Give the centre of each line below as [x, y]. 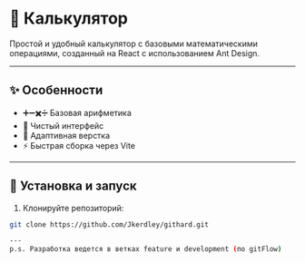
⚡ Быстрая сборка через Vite [79, 145]
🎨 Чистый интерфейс [63, 125]
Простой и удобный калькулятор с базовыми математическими [134, 44]
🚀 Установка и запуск [73, 186]
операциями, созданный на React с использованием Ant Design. [135, 53]
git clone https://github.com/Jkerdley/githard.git [109, 224]
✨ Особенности [56, 90]
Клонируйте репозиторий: [73, 208]
